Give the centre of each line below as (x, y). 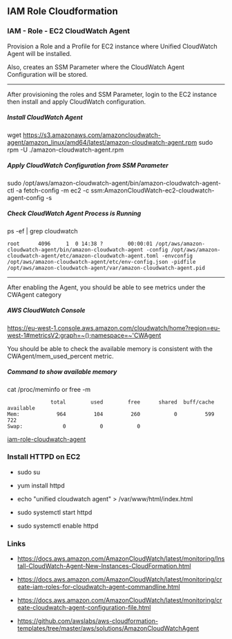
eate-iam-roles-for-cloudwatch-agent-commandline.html (99, 587)
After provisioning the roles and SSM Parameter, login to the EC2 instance (112, 94)
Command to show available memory (62, 372)
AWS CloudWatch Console (46, 310)
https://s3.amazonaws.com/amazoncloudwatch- (92, 135)
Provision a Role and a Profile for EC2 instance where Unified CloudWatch (112, 46)
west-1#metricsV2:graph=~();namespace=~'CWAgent (84, 335)
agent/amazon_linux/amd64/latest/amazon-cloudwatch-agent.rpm (102, 142)
